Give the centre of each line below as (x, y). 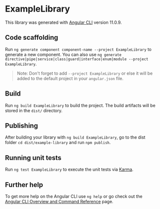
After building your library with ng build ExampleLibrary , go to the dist (75, 137)
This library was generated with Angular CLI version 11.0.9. (64, 22)
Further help (24, 185)
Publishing (22, 125)
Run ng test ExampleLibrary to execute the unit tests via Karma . (69, 169)
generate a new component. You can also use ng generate (63, 54)
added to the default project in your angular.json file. (70, 78)
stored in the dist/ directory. (34, 111)
